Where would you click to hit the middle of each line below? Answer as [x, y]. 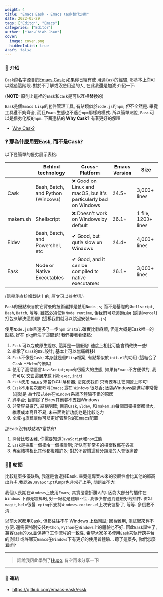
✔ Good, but [86, 236]
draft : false [18, 50]
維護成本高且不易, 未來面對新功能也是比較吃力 [58, 412]
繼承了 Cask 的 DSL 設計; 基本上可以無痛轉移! [54, 351]
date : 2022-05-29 [23, 18]
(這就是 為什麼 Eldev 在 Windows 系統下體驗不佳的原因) [63, 394]
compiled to [85, 271]
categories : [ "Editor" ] [29, 28]
